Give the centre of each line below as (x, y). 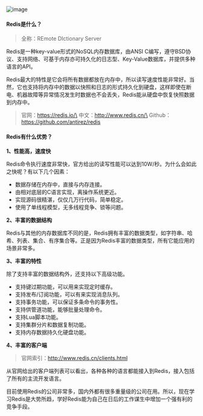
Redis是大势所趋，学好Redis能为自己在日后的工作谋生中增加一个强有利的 (102, 399)
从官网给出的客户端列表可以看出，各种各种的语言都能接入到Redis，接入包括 (101, 371)
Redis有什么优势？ (29, 136)
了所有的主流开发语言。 (35, 378)
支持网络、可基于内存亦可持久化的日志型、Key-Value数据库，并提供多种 (106, 59)
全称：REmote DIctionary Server (61, 39)
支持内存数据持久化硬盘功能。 (52, 332)
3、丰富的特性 (24, 261)
